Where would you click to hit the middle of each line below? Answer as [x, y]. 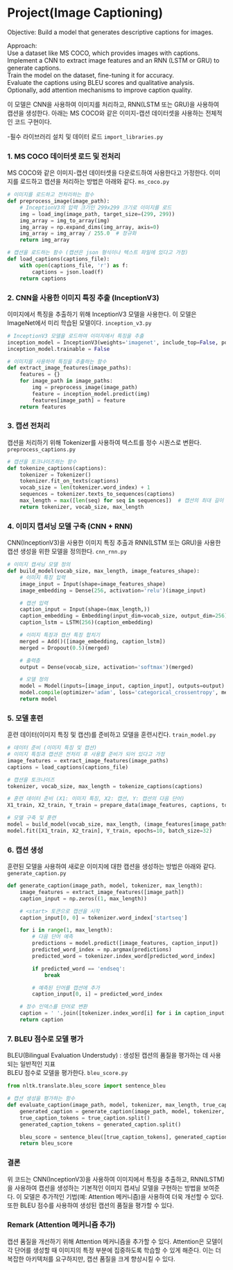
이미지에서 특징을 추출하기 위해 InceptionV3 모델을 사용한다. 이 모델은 [102, 314]
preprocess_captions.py [42, 449]
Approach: [22, 45]
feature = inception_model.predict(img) [91, 394]
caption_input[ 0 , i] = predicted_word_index [97, 994]
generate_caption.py [37, 874]
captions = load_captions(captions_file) [68, 767]
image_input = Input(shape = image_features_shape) [93, 584]
